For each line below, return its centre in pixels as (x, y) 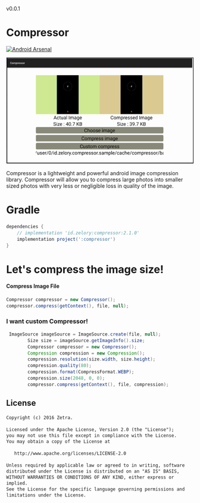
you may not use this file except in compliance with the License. (92, 435)
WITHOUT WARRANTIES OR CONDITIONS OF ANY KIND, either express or (90, 477)
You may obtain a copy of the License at (58, 441)
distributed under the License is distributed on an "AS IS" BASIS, (93, 471)
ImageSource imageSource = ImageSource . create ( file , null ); (85, 334)
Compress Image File (33, 286)
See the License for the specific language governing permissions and (96, 489)
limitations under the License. (46, 495)
